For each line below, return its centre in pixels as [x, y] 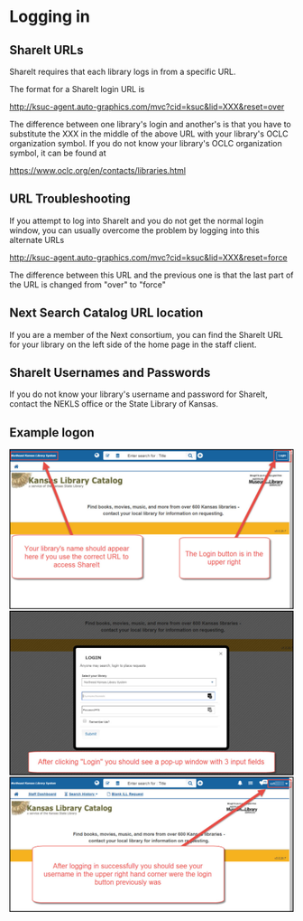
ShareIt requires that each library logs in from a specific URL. [123, 71]
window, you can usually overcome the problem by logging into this [134, 230]
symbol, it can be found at [58, 153]
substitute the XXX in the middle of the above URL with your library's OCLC [149, 134]
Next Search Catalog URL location [106, 313]
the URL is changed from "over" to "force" [88, 284]
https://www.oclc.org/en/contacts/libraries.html [98, 170]
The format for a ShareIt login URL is [77, 89]
